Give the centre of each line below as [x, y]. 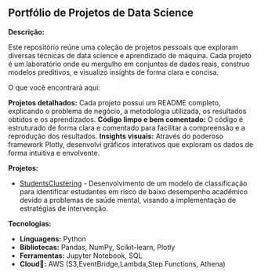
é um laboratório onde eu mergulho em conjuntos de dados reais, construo [129, 64]
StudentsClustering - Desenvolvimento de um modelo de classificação [133, 183]
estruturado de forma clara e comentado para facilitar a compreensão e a [127, 127]
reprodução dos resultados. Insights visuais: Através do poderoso [116, 136]
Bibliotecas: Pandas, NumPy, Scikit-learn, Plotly [97, 247]
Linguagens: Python [53, 238]
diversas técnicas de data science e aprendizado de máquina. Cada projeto [130, 55]
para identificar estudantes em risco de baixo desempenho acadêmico [134, 191]
